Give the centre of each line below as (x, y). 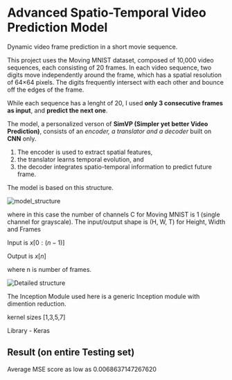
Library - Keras (29, 330)
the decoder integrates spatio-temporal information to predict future (115, 166)
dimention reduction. (37, 304)
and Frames (24, 229)
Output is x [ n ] (27, 256)
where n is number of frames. (50, 269)
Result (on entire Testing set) (71, 353)
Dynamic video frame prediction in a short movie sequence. (92, 46)
